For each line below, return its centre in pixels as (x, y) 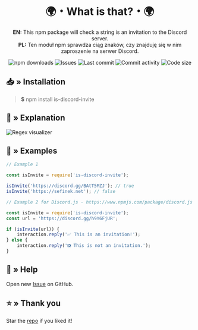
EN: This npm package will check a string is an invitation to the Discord (100, 32)
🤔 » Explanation (36, 118)
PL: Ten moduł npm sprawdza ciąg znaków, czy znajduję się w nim (100, 45)
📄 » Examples (32, 150)
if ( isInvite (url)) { (33, 229)
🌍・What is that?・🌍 (100, 12)
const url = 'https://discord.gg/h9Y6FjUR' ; (62, 218)
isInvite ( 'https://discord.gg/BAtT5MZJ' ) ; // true (70, 186)
